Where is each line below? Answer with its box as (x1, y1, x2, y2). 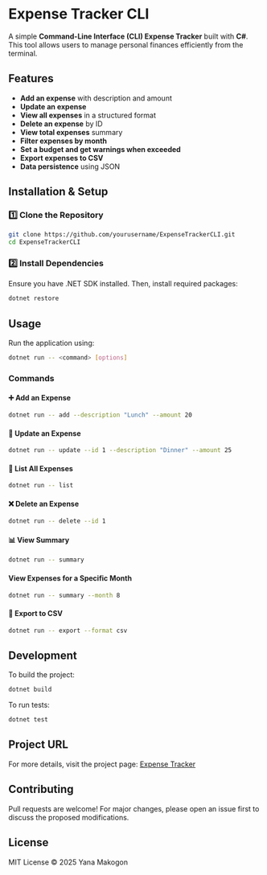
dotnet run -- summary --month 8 (8, 591, 121, 599)
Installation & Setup (8, 185, 109, 199)
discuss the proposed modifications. (8, 812, 129, 822)
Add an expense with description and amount (19, 93, 173, 103)
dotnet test (8, 716, 48, 724)
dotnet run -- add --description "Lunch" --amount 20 (8, 411, 193, 419)
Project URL (8, 737, 68, 752)
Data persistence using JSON (19, 162, 121, 171)
